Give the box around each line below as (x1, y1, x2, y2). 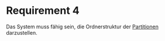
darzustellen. (6, 29, 37, 36)
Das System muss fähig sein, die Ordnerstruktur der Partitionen (6, 23, 159, 30)
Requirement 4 (6, 4, 80, 17)
